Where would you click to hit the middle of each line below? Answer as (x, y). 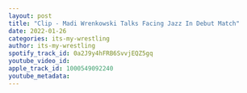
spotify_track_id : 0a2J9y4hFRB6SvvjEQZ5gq (81, 53)
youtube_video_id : (39, 61)
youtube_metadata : (39, 76)
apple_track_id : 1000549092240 (61, 69)
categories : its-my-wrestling (59, 38)
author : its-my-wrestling (52, 46)
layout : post (30, 16)
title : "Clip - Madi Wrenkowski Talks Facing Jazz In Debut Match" (124, 23)
